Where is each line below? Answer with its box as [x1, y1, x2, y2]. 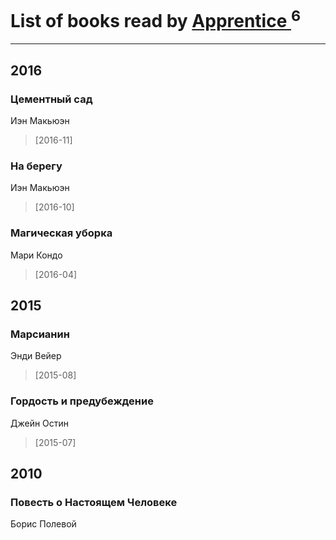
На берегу [10, 159, 63, 173]
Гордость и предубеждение [10, 394, 154, 408]
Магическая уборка [10, 226, 113, 240]
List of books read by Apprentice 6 [10, 6, 302, 33]
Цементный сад [10, 92, 93, 106]
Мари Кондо [10, 249, 63, 261]
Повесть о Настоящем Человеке [10, 495, 178, 509]
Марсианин [10, 327, 70, 341]
